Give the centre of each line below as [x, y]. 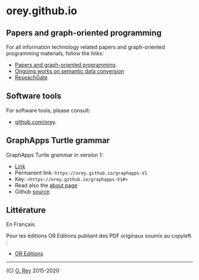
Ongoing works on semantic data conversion [69, 71]
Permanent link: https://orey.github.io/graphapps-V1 [81, 173]
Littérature [26, 210]
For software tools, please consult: [48, 110]
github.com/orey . [36, 122]
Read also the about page [46, 185]
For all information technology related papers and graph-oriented [86, 47]
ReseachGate [31, 77]
